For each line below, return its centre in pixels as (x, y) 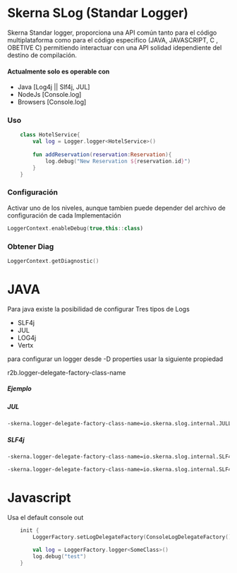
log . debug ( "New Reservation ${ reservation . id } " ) (118, 161)
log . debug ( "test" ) (60, 557)
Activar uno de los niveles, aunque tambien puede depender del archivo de (116, 208)
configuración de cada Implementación (64, 215)
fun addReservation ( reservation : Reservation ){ (102, 155)
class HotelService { (50, 135)
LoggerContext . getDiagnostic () (53, 261)
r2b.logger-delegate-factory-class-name (67, 372)
